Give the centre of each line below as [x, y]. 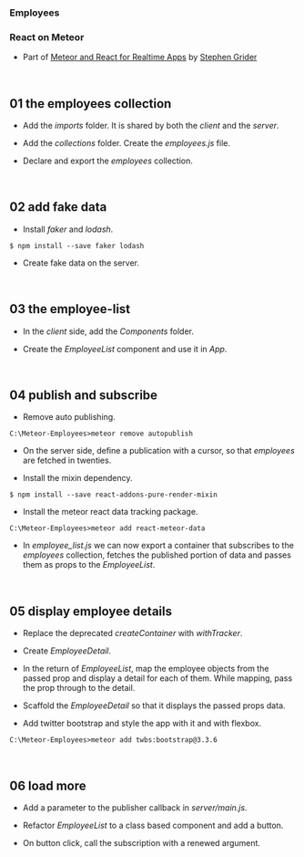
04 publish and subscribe [83, 396]
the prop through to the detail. [79, 688]
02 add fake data [58, 207]
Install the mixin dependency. [78, 478]
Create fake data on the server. [81, 263]
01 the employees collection [91, 104]
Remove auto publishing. [69, 417]
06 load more [48, 785]
